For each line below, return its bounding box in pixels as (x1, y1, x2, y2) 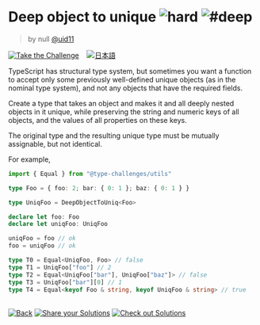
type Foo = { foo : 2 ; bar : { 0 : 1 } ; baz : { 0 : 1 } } (8, 184, 190, 192)
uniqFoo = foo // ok (8, 235, 77, 243)
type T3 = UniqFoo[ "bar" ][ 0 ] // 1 (8, 278, 123, 286)
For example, (8, 155, 52, 164)
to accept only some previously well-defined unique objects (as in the (8, 75, 236, 84)
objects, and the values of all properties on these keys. (8, 115, 188, 124)
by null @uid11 (27, 34, 75, 44)
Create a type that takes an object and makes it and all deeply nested (8, 98, 235, 108)
